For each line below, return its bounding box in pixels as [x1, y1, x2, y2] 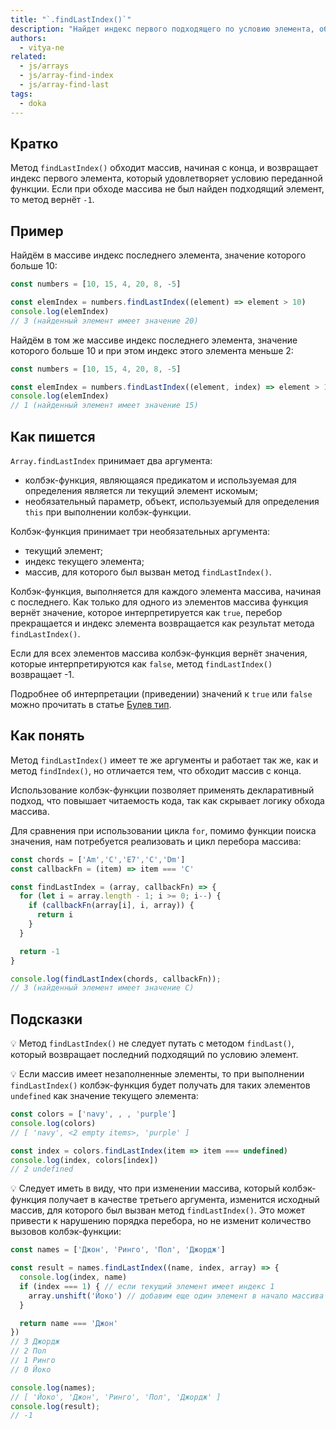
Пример [10, 222, 64, 240]
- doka [19, 98, 47, 108]
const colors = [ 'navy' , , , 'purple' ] [10, 1109, 177, 1120]
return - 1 [19, 946, 60, 956]
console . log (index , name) [19, 1272, 128, 1283]
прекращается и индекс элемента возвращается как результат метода [10, 617, 315, 629]
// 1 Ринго [10, 1356, 56, 1366]
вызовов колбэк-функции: [10, 1226, 122, 1238]
